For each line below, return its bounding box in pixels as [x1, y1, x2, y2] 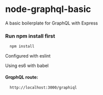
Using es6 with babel [5, 62, 49, 68]
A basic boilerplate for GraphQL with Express [5, 20, 98, 26]
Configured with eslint [5, 53, 51, 59]
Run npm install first [5, 32, 55, 39]
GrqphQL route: [5, 74, 38, 80]
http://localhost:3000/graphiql [9, 85, 77, 90]
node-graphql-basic [5, 3, 91, 15]
